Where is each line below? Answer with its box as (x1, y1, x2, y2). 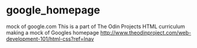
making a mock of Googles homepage (6, 29, 99, 36)
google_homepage (6, 4, 101, 17)
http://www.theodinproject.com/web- (100, 29, 192, 36)
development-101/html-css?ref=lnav (6, 35, 95, 42)
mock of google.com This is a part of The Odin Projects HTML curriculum (6, 23, 185, 30)
